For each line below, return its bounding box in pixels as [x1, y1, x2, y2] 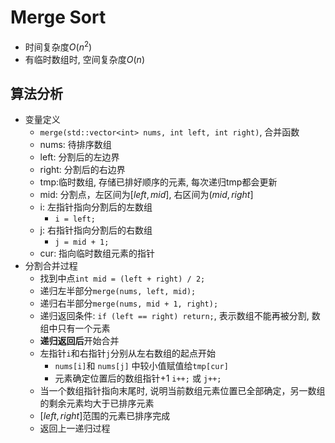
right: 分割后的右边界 [39, 164, 126, 176]
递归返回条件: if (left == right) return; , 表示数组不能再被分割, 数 [39, 310, 321, 322]
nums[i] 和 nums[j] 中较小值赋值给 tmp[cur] [54, 360, 229, 372]
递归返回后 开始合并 [39, 335, 120, 347]
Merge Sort [10, 6, 107, 29]
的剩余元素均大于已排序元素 [39, 397, 155, 410]
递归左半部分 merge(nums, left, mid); [39, 285, 197, 297]
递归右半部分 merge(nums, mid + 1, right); [39, 297, 219, 310]
